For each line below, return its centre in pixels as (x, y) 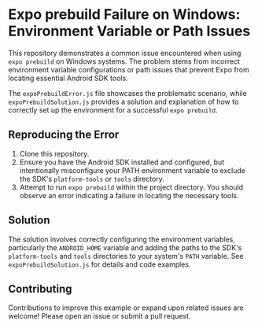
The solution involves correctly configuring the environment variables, (122, 239)
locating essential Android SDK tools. (68, 78)
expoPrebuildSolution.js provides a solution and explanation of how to (123, 101)
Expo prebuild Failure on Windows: (124, 15)
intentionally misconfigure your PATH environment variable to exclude (133, 170)
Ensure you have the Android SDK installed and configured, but (122, 162)
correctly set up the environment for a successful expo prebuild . (113, 110)
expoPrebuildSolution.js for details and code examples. (100, 264)
